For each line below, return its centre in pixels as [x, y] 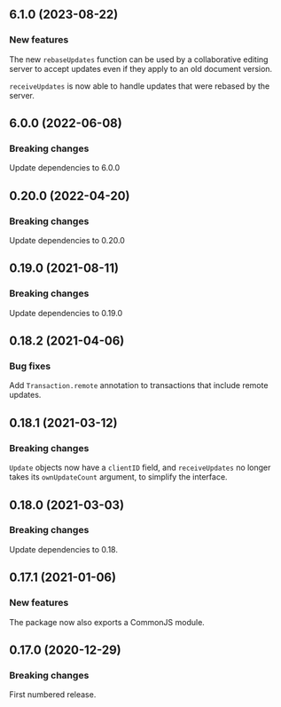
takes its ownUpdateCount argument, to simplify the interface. [118, 477]
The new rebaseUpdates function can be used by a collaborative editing [139, 59]
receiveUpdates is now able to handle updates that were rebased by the [140, 86]
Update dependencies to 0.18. [63, 549]
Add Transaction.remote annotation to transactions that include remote [139, 385]
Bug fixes [30, 366]
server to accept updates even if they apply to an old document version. [141, 68]
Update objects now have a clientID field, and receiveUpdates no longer [140, 468]
